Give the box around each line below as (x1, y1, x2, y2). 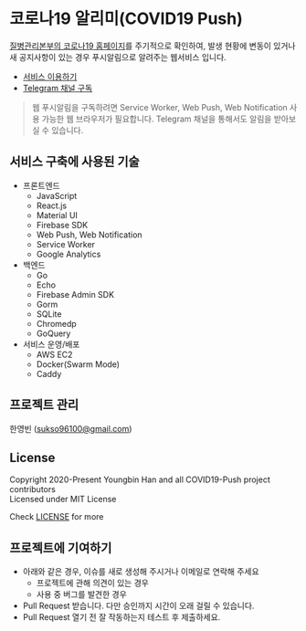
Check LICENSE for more (9, 511, 104, 522)
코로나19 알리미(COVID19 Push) (9, 8, 244, 29)
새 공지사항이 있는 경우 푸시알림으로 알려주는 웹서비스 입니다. (9, 51, 227, 62)
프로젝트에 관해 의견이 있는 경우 (36, 577, 149, 589)
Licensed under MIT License (9, 494, 117, 505)
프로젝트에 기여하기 (9, 540, 112, 555)
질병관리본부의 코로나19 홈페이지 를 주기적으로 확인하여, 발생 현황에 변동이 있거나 (9, 40, 296, 51)
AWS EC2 (36, 349, 73, 360)
